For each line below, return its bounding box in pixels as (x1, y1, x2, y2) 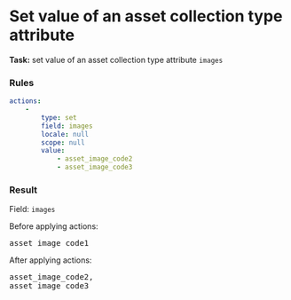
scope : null (41, 138, 86, 147)
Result (9, 184, 38, 196)
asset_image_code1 (9, 238, 90, 249)
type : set (41, 113, 77, 122)
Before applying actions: (9, 221, 99, 232)
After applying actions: (9, 255, 92, 265)
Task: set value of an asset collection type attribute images (9, 54, 224, 65)
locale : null (41, 130, 90, 138)
